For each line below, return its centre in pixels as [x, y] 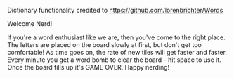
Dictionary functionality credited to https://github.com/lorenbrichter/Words [115, 10]
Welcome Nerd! [30, 24]
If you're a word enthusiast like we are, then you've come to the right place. [117, 37]
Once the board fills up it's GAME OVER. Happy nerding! [89, 67]
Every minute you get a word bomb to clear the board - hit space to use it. [114, 60]
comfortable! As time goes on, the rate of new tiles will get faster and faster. [117, 52]
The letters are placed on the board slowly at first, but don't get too [104, 45]
